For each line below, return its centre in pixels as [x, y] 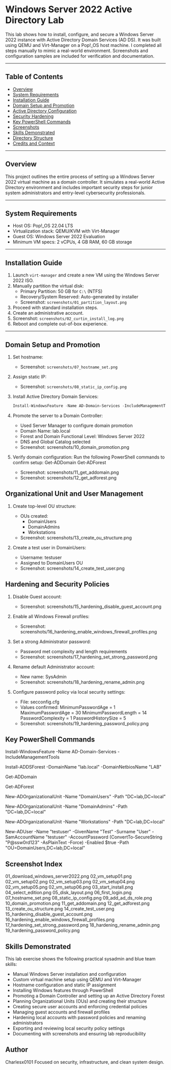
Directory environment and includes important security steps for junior [79, 187]
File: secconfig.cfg [40, 702]
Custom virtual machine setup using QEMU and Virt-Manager [77, 979]
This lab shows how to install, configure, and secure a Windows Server [80, 34]
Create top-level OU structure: [44, 506]
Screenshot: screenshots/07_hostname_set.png [69, 367]
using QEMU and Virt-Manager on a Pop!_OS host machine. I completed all [83, 45]
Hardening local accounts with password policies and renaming [79, 1017]
